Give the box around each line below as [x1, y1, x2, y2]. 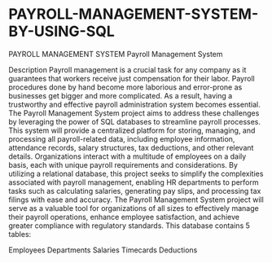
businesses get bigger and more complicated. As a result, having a [8, 90, 233, 100]
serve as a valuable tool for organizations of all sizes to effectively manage [8, 203, 259, 213]
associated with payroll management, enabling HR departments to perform [8, 177, 259, 187]
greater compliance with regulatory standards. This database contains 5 [8, 221, 251, 230]
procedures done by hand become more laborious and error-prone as [8, 82, 243, 92]
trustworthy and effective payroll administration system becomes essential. [8, 99, 261, 109]
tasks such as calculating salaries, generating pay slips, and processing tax [8, 186, 261, 195]
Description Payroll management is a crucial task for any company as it [8, 64, 247, 74]
